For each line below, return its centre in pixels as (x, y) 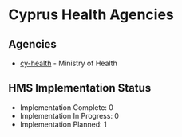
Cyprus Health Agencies (91, 15)
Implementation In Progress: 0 (69, 115)
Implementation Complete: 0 (67, 107)
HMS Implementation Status (80, 88)
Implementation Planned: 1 (63, 124)
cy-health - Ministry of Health (68, 63)
